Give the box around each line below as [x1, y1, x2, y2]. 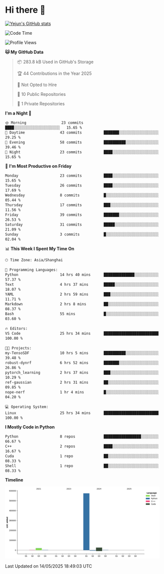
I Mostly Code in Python [5, 424, 55, 430]
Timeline [5, 477, 23, 482]
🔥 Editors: [5, 326, 28, 331]
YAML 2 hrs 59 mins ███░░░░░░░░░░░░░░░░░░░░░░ [5, 292, 159, 297]
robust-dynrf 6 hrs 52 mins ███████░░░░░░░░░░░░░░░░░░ [5, 360, 159, 365]
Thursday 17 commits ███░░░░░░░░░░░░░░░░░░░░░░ [5, 203, 159, 207]
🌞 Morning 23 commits [5, 120, 84, 125]
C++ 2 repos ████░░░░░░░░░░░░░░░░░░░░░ [5, 444, 159, 449]
